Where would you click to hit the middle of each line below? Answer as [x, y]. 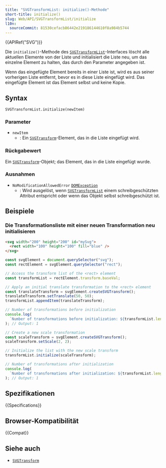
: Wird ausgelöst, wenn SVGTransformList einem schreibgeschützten [89, 190]
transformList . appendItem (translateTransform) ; [55, 301]
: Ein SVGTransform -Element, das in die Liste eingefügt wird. [80, 138]
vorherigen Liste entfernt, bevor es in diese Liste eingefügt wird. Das [75, 77]
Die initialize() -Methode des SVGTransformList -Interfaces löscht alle [77, 52]
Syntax [16, 98]
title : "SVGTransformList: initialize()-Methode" [57, 10]
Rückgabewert [23, 151]
